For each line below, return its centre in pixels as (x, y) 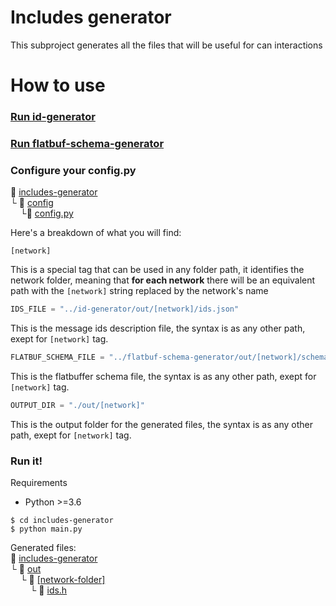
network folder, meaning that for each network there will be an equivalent (163, 280)
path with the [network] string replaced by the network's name (139, 291)
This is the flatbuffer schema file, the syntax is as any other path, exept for (163, 377)
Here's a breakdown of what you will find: (96, 233)
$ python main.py (46, 529)
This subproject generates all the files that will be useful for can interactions (166, 45)
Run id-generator (53, 117)
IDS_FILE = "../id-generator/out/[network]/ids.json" (125, 309)
